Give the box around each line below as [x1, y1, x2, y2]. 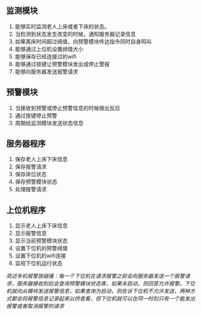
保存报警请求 [14, 163, 47, 170]
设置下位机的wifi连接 [14, 252, 67, 260]
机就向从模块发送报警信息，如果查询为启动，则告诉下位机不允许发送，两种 [6, 287, 190, 295]
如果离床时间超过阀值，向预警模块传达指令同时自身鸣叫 [14, 38, 152, 45]
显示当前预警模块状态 [14, 237, 68, 245]
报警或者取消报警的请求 [6, 302, 64, 310]
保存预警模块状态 [14, 178, 58, 185]
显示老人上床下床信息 [14, 222, 68, 230]
